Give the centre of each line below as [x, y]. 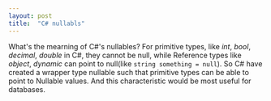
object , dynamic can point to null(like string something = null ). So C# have [135, 63]
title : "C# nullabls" [47, 23]
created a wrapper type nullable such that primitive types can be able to [129, 72]
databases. [27, 89]
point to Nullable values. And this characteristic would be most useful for [130, 81]
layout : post [30, 16]
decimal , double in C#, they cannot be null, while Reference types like [125, 55]
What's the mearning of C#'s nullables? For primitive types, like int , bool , [130, 46]
